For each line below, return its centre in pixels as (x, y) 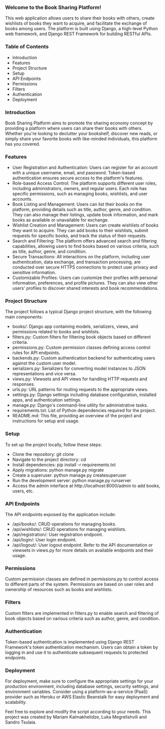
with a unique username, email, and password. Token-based (74, 173)
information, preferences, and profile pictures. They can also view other (85, 283)
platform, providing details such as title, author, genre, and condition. (82, 209)
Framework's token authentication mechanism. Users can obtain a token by (82, 647)
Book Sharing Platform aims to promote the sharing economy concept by (79, 123)
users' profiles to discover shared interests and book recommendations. (85, 288)
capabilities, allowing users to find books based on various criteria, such (85, 246)
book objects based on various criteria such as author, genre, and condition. (82, 618)
